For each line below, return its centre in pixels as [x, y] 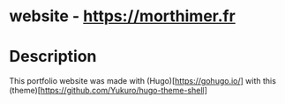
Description [53, 57]
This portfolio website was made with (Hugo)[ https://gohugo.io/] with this [142, 81]
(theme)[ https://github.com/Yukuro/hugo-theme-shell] [108, 91]
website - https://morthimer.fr [122, 16]
